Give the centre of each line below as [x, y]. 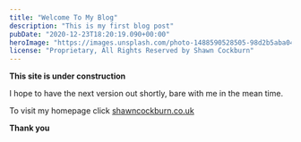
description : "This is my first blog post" [92, 26]
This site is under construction [68, 76]
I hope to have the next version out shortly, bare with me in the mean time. [146, 94]
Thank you [30, 128]
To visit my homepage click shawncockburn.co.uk [102, 111]
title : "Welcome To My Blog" [64, 17]
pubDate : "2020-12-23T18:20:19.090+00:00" [90, 34]
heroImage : [30, 42]
